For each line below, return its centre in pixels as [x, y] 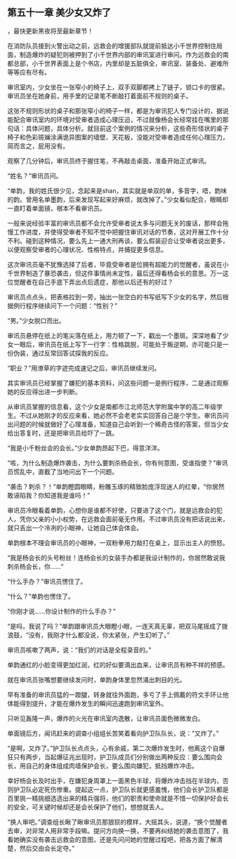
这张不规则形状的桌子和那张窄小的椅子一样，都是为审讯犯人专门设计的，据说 [118, 110]
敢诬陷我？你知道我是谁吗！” [49, 495]
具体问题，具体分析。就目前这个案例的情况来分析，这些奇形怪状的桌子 [127, 128]
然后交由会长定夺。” [47, 848]
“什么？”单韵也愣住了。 [41, 596]
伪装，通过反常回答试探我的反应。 [63, 353]
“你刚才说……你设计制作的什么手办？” [61, 611]
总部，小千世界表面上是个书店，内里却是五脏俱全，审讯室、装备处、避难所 [121, 63]
